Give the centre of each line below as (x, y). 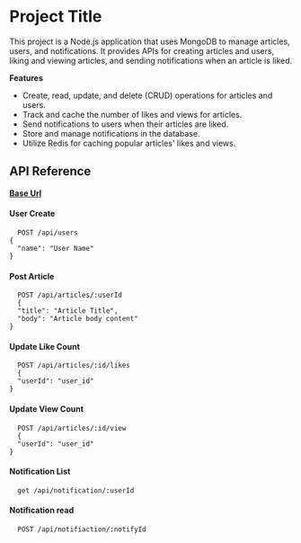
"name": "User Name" (56, 248)
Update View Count (46, 409)
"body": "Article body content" (78, 319)
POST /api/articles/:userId (70, 295)
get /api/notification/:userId (76, 490)
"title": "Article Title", (68, 311)
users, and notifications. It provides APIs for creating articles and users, (142, 50)
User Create (32, 214)
